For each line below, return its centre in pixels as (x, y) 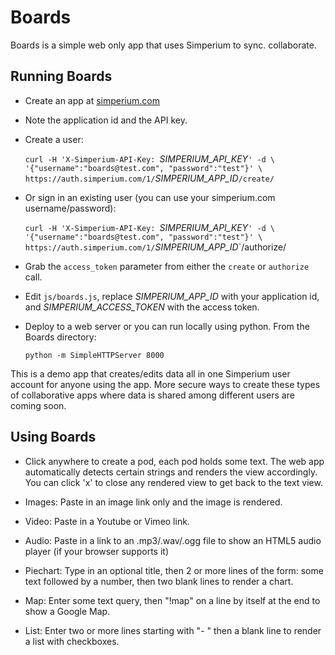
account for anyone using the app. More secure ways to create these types (165, 384)
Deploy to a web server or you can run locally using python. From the (167, 326)
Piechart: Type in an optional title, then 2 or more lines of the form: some (174, 570)
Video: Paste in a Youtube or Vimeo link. (107, 521)
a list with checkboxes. (72, 641)
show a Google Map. (67, 611)
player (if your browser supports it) (96, 551)
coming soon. (38, 405)
